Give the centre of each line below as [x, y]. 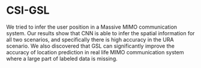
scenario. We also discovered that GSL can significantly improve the [91, 46]
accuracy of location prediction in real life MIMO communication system [95, 52]
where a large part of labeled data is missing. [62, 58]
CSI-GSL [28, 10]
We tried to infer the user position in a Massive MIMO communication [92, 27]
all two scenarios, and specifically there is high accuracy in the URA [90, 39]
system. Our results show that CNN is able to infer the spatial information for [100, 33]
